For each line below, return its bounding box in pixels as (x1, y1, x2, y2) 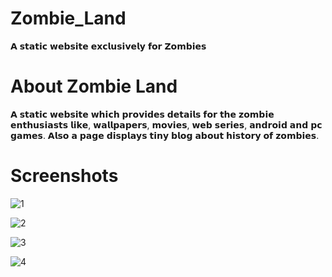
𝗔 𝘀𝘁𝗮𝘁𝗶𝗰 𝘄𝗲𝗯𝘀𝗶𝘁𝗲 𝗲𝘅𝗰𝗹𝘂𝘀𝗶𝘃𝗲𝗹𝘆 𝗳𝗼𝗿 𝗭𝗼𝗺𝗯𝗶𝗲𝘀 (10, 40, 207, 52)
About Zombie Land (10, 75, 178, 98)
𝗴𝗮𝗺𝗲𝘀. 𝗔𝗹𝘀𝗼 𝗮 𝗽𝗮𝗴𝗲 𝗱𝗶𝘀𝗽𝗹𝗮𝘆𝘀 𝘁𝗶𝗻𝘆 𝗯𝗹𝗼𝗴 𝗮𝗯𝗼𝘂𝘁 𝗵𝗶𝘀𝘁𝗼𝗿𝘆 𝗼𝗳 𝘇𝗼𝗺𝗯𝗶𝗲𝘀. (10, 129, 320, 141)
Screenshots (10, 165, 119, 187)
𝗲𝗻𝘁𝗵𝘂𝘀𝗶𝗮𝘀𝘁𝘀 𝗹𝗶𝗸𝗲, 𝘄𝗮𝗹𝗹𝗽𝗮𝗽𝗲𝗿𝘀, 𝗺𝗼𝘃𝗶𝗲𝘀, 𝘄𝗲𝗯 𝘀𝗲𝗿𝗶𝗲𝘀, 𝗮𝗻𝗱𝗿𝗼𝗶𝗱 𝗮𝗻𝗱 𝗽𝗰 (10, 118, 323, 131)
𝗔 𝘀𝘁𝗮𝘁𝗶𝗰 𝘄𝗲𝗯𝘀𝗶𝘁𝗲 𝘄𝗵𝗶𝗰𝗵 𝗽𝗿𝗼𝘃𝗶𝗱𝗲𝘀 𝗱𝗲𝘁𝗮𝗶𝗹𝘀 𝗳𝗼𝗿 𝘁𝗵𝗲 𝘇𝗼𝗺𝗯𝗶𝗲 (10, 108, 275, 120)
